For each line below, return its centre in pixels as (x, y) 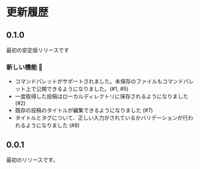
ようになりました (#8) (53, 125)
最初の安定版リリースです (38, 50)
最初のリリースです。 (32, 160)
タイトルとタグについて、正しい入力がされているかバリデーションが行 (101, 118)
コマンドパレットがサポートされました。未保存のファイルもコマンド (99, 81)
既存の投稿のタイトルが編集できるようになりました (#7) (84, 110)
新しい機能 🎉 (25, 67)
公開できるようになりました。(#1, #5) (82, 89)
